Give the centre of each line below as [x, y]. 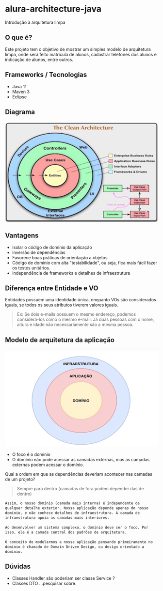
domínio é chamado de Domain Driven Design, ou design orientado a [75, 547]
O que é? [19, 38]
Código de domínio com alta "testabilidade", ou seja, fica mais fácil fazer [85, 263]
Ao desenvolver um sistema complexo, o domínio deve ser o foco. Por [77, 528]
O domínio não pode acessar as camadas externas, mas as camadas [81, 460]
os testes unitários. [31, 268]
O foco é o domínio [31, 454]
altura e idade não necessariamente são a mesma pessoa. [75, 325]
